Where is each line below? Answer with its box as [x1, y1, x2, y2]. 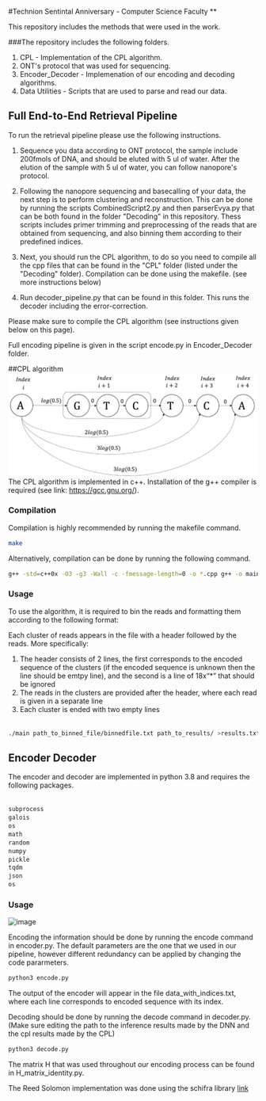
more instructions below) [19, 277, 101, 287]
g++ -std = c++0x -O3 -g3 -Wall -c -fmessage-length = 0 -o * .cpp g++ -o [8, 570, 243, 577]
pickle [8, 855, 30, 863]
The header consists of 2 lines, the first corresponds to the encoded [19, 653, 243, 664]
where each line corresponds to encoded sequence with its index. [8, 997, 224, 1007]
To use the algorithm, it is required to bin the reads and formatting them [8, 606, 241, 616]
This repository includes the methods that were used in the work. [8, 22, 221, 31]
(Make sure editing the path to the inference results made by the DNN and [8, 1021, 249, 1031]
